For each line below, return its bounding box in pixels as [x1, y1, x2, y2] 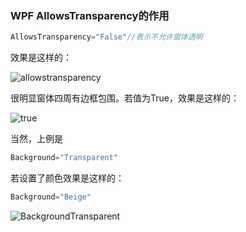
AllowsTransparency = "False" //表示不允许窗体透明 [10, 32, 203, 42]
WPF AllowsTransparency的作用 [10, 8, 170, 22]
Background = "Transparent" [10, 153, 118, 163]
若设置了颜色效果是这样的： [10, 172, 125, 184]
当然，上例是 [10, 133, 63, 145]
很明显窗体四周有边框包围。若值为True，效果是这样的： [10, 92, 240, 104]
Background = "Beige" [10, 192, 92, 202]
